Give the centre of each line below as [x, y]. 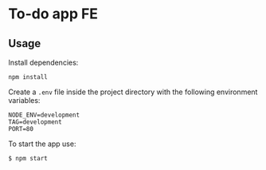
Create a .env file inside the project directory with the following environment [133, 92]
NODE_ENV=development [44, 115]
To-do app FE [53, 14]
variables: [24, 100]
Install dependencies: [43, 62]
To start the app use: [42, 144]
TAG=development [35, 122]
